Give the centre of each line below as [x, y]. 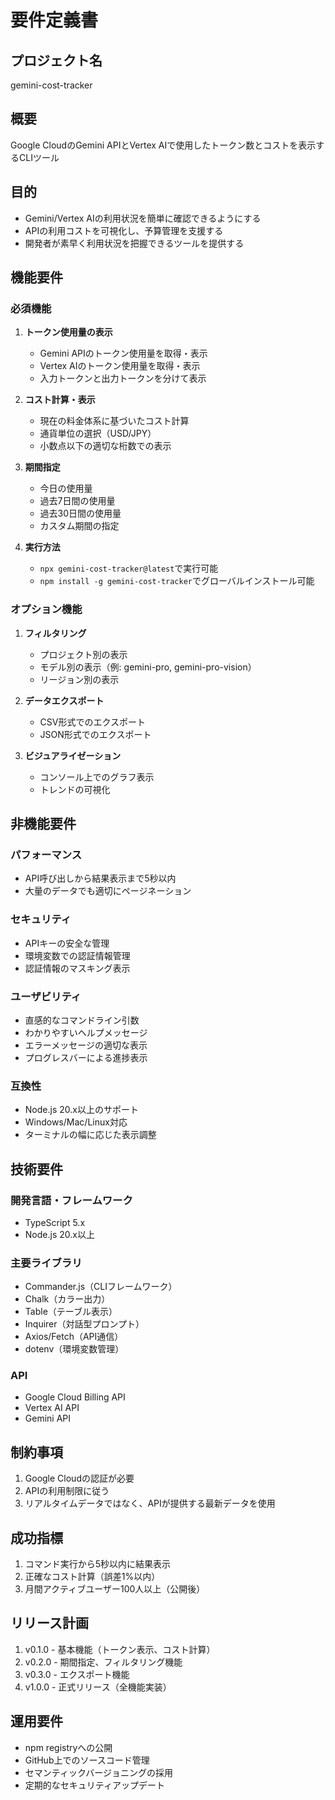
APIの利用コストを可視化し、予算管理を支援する [124, 230]
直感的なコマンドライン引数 [82, 1020]
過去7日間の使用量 [77, 501]
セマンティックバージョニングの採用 [98, 1772]
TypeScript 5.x [55, 1222]
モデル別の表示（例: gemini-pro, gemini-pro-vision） [148, 667]
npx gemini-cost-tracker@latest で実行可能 [129, 568]
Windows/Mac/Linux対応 [76, 1122]
